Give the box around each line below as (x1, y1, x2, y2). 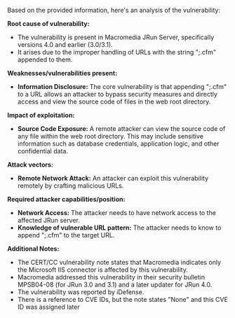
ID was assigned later (17, 303, 80, 311)
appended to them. (17, 55, 73, 64)
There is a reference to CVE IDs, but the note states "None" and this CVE (17, 296, 228, 303)
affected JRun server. (17, 216, 81, 224)
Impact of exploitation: (7, 111, 75, 119)
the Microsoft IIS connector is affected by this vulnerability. (17, 265, 188, 274)
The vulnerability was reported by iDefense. (17, 288, 145, 296)
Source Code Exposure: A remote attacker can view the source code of (17, 125, 226, 132)
